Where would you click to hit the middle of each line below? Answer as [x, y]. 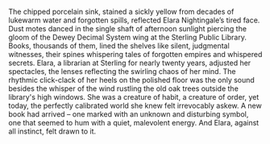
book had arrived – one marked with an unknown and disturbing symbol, [129, 114]
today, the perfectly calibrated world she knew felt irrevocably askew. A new [135, 105]
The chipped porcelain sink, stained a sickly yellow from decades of [121, 12]
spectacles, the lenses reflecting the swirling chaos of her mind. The [122, 71]
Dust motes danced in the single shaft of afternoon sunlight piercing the [128, 29]
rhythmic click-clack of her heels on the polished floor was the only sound [132, 80]
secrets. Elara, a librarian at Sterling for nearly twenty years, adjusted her [130, 63]
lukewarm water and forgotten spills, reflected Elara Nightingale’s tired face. [134, 20]
